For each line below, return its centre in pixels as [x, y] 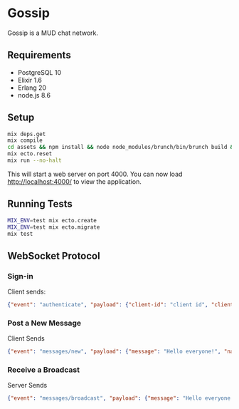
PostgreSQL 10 [39, 72]
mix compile [25, 140]
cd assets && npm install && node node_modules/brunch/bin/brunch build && [122, 147]
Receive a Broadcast [44, 370]
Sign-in [20, 276]
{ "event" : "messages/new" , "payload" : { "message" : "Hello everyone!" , [114, 352]
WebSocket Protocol [54, 255]
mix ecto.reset [30, 154]
